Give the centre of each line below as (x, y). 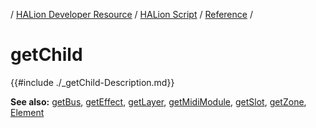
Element (27, 112)
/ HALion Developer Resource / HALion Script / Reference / (131, 14)
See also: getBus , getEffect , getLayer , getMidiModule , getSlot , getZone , (158, 101)
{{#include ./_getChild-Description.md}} (92, 82)
